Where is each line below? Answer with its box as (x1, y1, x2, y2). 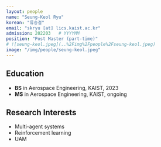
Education (6, 69, 44, 79)
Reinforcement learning (14, 129, 71, 136)
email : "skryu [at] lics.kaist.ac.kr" (6, 25, 101, 31)
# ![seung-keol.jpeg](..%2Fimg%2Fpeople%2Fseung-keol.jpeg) (6, 42, 156, 48)
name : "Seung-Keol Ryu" (6, 14, 64, 20)
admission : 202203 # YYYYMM (6, 31, 80, 36)
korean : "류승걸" (6, 19, 45, 25)
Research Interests (6, 107, 77, 118)
